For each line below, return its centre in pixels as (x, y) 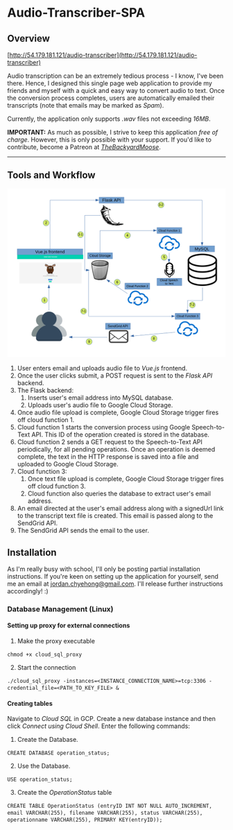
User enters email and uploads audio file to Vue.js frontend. (102, 369)
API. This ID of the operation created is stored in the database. (121, 434)
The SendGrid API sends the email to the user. (83, 531)
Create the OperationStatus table (64, 793)
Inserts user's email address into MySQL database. (100, 398)
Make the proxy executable (56, 641)
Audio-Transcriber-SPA (76, 13)
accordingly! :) (28, 591)
